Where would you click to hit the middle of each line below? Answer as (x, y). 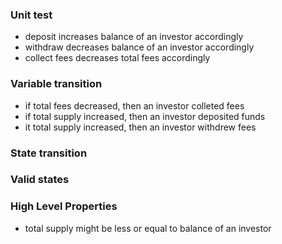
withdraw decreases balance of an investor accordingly (139, 47)
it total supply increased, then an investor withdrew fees (140, 127)
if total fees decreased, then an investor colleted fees (134, 105)
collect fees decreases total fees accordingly (117, 58)
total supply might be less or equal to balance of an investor (148, 228)
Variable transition (56, 84)
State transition (49, 153)
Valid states (40, 180)
